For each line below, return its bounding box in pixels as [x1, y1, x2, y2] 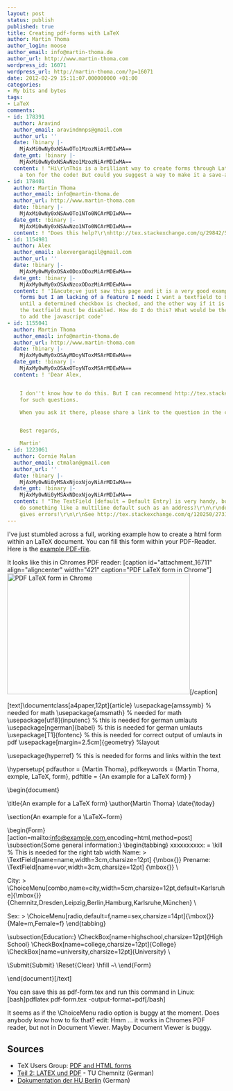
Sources [7, 1043, 44, 1055]
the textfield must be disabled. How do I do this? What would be [19, 307, 216, 314]
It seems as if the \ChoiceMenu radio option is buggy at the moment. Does [7, 1008, 220, 1017]
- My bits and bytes [7, 87, 67, 94]
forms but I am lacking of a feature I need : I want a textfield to [19, 294, 222, 301]
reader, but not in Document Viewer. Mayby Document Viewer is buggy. [7, 1023, 212, 1031]
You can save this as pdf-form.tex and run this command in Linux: [7, 988, 196, 996]
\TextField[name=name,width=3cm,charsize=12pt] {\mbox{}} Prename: [7, 855, 211, 864]
